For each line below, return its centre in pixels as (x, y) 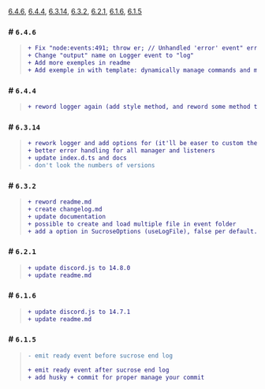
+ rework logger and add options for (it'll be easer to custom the (142, 144)
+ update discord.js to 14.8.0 (79, 267)
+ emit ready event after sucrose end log (98, 370)
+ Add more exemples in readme (79, 63)
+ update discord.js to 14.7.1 (79, 312)
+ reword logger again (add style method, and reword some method (139, 107)
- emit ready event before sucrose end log (100, 355)
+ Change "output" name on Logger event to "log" (111, 56)
